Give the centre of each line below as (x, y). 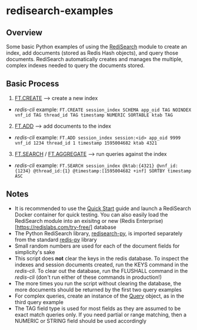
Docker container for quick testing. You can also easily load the (91, 214)
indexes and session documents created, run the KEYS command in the (101, 264)
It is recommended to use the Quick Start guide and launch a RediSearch (103, 208)
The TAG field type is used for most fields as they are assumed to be (98, 308)
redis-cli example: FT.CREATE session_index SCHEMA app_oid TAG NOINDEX (103, 109)
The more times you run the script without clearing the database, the (98, 283)
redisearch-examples (60, 11)
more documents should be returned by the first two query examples (98, 289)
